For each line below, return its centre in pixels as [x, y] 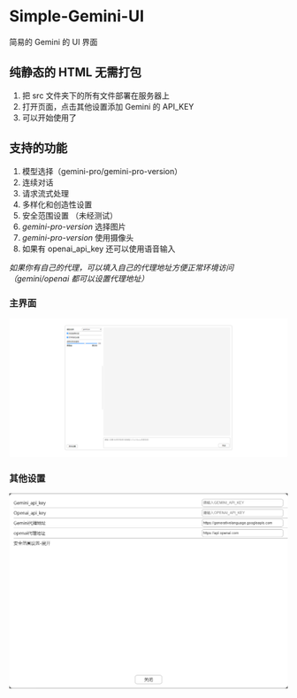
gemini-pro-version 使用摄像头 [78, 237]
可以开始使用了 [49, 118]
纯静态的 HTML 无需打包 [76, 73]
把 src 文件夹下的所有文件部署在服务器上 [96, 96]
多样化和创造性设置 [57, 204]
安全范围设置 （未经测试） [69, 215]
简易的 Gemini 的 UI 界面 [53, 42]
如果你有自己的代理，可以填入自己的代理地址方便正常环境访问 [122, 267]
